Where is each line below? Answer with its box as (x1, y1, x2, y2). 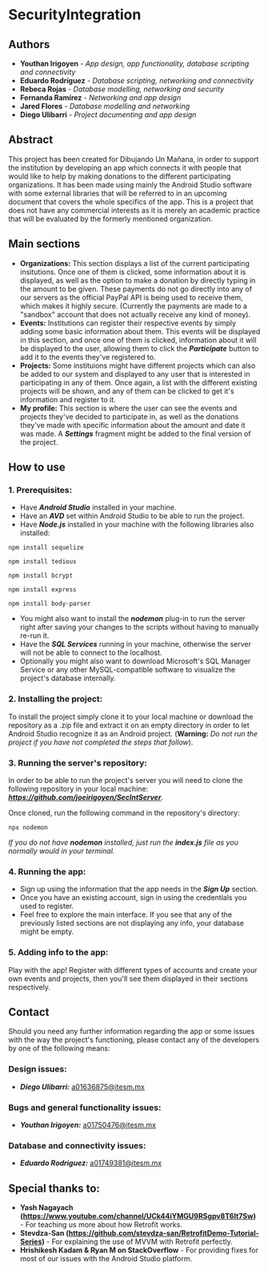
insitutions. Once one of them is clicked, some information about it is (19, 267, 246, 276)
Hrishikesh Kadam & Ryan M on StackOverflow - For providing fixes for (19, 1245, 258, 1255)
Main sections (8, 237, 81, 251)
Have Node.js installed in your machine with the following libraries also (19, 519, 254, 530)
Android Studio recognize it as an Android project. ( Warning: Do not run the (8, 728, 258, 738)
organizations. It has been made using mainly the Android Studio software (8, 180, 252, 189)
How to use (8, 461, 66, 474)
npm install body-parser (8, 599, 91, 608)
